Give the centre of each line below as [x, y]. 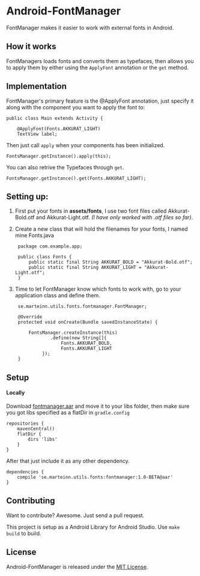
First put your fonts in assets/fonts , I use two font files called [91, 211]
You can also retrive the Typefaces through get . [65, 167]
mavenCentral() [36, 429]
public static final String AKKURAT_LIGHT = [85, 268]
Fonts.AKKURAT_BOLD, [86, 344]
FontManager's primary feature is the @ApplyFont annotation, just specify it [100, 101]
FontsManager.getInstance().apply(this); [59, 156]
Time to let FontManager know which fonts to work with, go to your [98, 289]
